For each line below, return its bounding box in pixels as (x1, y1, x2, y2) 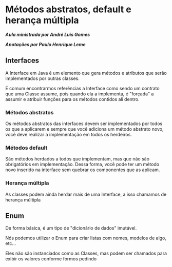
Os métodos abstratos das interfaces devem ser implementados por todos (5, 120, 163, 127)
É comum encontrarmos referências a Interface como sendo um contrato (5, 85, 160, 91)
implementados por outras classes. (5, 75, 80, 81)
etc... (5, 240, 16, 247)
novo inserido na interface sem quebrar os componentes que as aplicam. (5, 167, 160, 173)
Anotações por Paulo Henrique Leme (5, 41, 86, 47)
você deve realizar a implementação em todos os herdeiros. (5, 132, 132, 138)
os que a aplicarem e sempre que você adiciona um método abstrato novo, (5, 126, 164, 132)
